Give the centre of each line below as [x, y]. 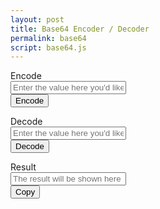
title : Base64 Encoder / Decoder [80, 29]
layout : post [37, 19]
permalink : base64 [48, 38]
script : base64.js [48, 47]
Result [23, 167]
